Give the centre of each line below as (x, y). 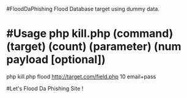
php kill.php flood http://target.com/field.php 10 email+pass (81, 77)
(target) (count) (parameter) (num (94, 47)
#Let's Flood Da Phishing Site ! (45, 88)
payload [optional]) (56, 60)
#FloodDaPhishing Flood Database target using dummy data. (83, 9)
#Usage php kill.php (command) (90, 34)
